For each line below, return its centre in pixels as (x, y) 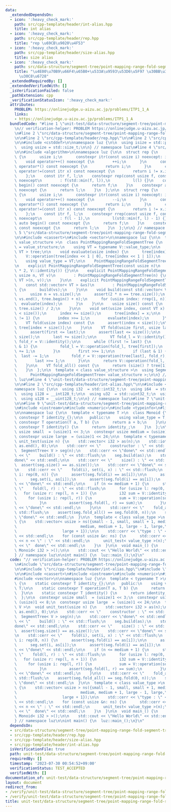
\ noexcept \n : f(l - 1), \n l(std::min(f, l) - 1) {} (91, 219)
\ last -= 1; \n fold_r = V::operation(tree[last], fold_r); (91, 356)
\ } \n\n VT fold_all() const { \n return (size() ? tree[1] (91, 365)
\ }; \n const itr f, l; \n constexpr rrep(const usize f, (86, 214)
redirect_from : (21, 787)
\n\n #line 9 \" (31, 403)
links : (21, 114)
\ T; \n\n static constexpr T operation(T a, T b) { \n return (90, 588)
